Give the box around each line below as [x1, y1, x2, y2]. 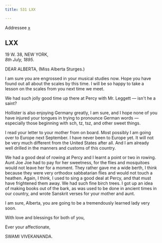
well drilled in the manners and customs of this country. [5, 145, 116, 151]
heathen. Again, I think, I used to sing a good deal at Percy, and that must [5, 175, 151, 181]
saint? [5, 101, 17, 106]
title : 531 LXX [5, 7, 36, 12]
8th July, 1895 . [5, 57, 34, 63]
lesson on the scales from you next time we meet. [5, 86, 105, 92]
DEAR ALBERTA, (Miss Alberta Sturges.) [5, 66, 85, 72]
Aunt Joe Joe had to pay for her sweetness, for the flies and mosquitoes [5, 160, 150, 166]
